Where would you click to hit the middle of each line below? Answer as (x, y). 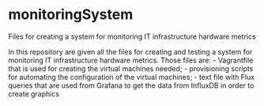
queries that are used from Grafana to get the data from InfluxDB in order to (131, 85)
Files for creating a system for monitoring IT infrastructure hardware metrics (132, 36)
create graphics (34, 93)
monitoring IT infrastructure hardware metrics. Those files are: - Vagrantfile (131, 60)
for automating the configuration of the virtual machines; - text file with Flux (132, 77)
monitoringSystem (71, 15)
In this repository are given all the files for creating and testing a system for (130, 51)
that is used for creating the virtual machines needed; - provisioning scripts (131, 68)
